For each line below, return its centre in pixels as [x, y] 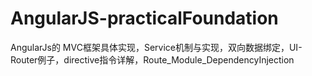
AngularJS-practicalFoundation [144, 18]
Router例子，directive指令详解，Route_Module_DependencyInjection [152, 59]
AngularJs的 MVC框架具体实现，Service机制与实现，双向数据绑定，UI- [156, 47]
